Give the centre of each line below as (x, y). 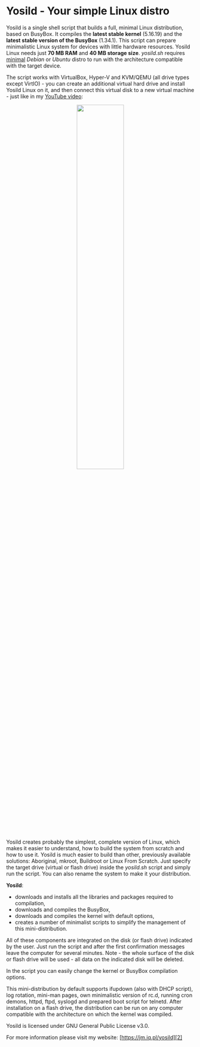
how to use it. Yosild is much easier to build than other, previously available (99, 854)
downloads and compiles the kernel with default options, (84, 915)
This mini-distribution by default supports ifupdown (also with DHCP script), (100, 988)
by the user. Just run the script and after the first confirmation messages (96, 947)
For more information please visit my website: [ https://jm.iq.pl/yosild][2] (94, 1037)
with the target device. (34, 65)
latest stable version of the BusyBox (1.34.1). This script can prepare (91, 40)
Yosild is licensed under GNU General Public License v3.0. (78, 1025)
